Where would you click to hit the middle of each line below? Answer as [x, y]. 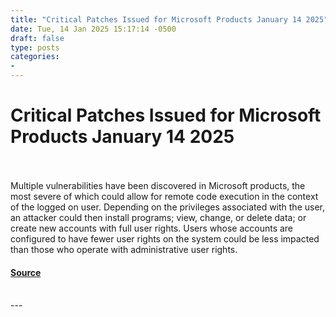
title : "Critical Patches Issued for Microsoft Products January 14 [156, 19]
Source [26, 272]
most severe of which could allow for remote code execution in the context [164, 196]
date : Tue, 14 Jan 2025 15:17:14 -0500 [93, 29]
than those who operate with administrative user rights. [124, 249]
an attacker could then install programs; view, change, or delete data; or [158, 217]
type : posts [35, 47]
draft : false [37, 38]
